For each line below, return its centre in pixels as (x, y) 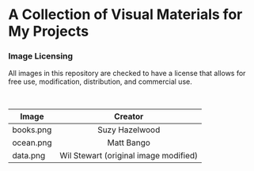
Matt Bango (129, 142)
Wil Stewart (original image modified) (129, 156)
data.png (29, 156)
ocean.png (32, 142)
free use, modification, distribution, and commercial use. (100, 82)
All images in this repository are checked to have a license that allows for (127, 74)
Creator (129, 116)
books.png (32, 130)
